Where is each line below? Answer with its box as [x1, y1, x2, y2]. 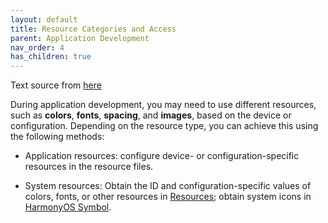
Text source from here [10, 79, 102, 91]
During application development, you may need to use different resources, [10, 99, 317, 111]
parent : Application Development [10, 33, 150, 43]
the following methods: [10, 131, 105, 143]
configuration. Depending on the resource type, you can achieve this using [10, 120, 319, 132]
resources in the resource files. [24, 161, 154, 173]
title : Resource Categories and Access [10, 24, 177, 34]
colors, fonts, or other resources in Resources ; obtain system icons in [24, 191, 312, 203]
